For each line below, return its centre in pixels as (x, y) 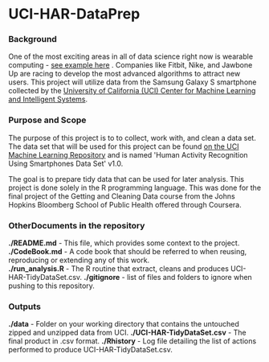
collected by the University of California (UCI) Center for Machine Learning (132, 91)
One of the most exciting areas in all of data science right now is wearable (131, 56)
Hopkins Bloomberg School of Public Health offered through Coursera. (125, 204)
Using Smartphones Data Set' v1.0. (66, 163)
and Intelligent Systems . (48, 99)
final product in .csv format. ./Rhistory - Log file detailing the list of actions (132, 341)
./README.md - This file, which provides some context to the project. (124, 243)
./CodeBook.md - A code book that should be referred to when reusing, (128, 252)
